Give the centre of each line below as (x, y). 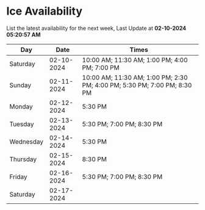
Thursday (23, 159)
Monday (21, 106)
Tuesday (22, 124)
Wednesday (27, 142)
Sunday (20, 85)
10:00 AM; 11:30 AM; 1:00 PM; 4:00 (135, 60)
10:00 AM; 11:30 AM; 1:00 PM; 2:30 (135, 78)
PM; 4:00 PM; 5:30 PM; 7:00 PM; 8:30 (137, 85)
